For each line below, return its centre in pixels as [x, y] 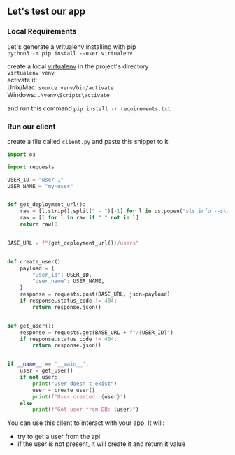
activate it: [22, 80]
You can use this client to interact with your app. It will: [86, 423]
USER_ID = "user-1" [36, 180]
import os [22, 154]
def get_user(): [31, 326]
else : [28, 403]
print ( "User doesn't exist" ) [75, 384]
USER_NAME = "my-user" [40, 186]
